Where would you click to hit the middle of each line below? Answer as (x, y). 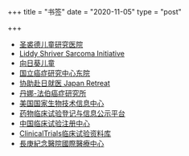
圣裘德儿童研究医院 (51, 44)
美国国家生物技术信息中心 (62, 103)
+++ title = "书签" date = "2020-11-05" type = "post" (94, 12)
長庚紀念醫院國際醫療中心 (62, 144)
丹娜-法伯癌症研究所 (53, 93)
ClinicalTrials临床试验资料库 (65, 133)
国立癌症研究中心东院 (54, 73)
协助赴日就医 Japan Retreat (64, 83)
